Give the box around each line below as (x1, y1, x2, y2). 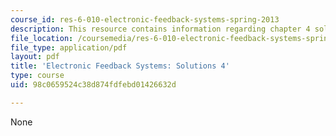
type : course (10, 71, 65, 81)
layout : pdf (10, 52, 60, 62)
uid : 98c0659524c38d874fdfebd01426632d (10, 80, 177, 90)
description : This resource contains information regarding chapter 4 (10, 24, 311, 34)
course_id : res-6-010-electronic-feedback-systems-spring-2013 (10, 14, 280, 25)
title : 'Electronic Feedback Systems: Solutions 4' (10, 61, 230, 71)
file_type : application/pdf (10, 42, 128, 53)
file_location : (10, 33, 74, 43)
